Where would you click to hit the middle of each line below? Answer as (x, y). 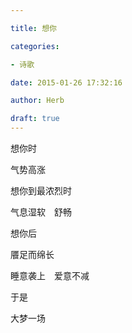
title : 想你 (33, 28)
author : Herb (37, 101)
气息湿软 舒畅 (41, 212)
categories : (35, 46)
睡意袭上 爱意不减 (50, 275)
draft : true (35, 119)
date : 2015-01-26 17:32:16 (66, 82)
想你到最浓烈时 (41, 190)
